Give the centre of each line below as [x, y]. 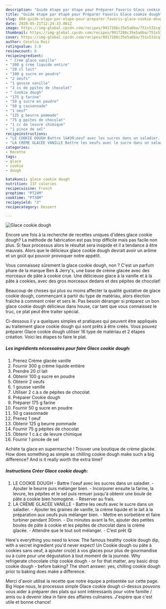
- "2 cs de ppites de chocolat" [39, 88]
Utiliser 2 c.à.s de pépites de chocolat [51, 392]
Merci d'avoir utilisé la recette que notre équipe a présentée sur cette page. [82, 581]
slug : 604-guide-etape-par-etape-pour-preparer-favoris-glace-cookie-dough [85, 19]
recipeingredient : [24, 56]
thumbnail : [17, 33]
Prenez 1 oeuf [27, 418]
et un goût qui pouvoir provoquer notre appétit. [53, 256]
